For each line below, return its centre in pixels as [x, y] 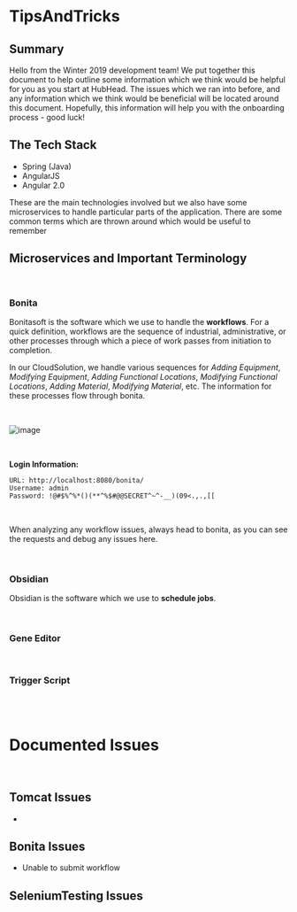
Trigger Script [40, 681]
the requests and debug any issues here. [84, 538]
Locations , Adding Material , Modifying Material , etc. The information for [141, 386]
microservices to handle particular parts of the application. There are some [146, 212]
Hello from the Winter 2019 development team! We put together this [133, 70]
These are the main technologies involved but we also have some [128, 202]
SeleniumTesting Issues [76, 896]
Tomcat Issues [50, 797]
